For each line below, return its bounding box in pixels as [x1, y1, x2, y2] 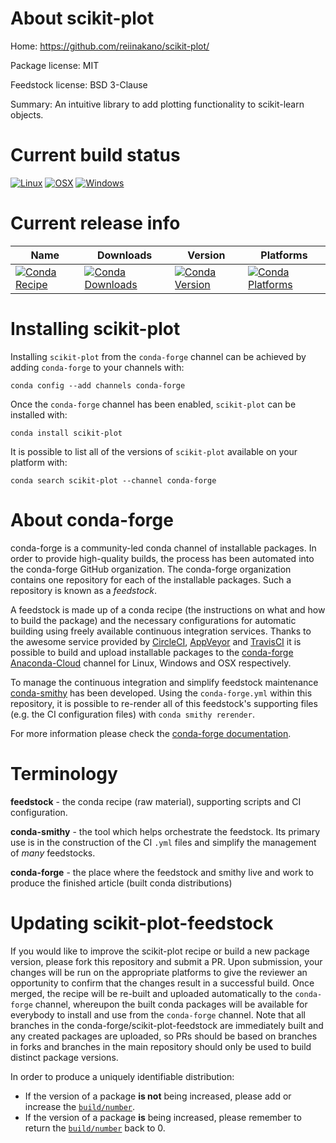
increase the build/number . [24, 1100, 136, 1112]
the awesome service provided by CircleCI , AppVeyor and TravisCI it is [10, 635, 302, 647]
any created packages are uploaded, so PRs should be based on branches [10, 1030, 318, 1042]
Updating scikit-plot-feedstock [10, 912, 274, 934]
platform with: [10, 456, 68, 468]
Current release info [10, 212, 181, 235]
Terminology [10, 762, 118, 785]
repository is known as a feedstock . [10, 584, 158, 596]
